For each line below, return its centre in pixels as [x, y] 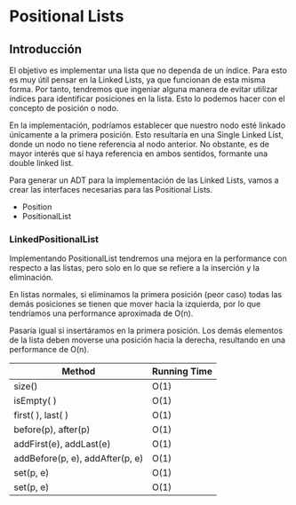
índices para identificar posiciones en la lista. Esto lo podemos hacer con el [148, 99]
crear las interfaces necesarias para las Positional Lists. [111, 189]
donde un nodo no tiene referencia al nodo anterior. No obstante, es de [139, 144]
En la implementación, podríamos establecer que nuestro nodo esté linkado [148, 125]
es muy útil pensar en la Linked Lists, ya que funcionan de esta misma [137, 80]
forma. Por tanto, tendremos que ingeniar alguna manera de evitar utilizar [144, 89]
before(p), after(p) [52, 430]
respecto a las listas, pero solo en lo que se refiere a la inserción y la [135, 268]
